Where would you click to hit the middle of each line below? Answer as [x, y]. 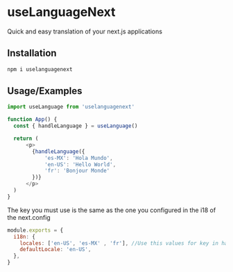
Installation [32, 53]
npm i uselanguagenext [40, 69]
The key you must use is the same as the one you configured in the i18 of [112, 210]
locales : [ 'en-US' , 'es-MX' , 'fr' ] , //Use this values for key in [119, 243]
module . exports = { [35, 230]
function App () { [32, 120]
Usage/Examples [45, 91]
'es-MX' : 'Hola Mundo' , [78, 158]
